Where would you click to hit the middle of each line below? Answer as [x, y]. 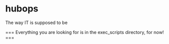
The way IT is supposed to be [37, 22]
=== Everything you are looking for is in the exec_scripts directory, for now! [85, 32]
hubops [22, 9]
